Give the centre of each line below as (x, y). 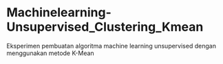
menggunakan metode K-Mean (50, 53)
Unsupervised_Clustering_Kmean (105, 27)
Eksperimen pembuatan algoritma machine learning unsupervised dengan (111, 46)
